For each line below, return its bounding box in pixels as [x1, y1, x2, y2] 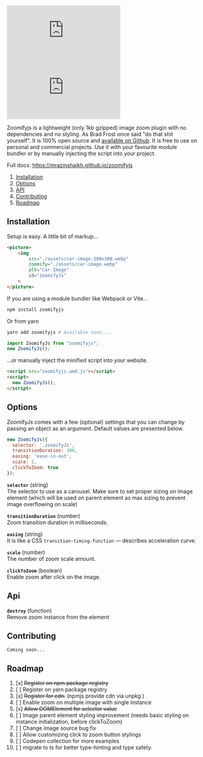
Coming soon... [7, 647, 45, 653]
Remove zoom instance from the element [7, 613, 109, 621]
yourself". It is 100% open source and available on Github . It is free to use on [7, 137, 198, 144]
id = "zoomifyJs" [28, 273, 67, 279]
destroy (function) [7, 607, 52, 614]
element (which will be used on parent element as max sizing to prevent [7, 494, 186, 501]
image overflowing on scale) [7, 500, 78, 508]
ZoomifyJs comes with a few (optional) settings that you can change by [7, 418, 185, 425]
